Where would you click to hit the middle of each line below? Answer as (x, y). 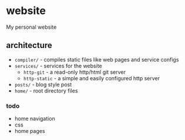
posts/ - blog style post (43, 84)
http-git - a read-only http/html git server (75, 72)
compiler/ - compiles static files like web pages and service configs (97, 59)
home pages (30, 131)
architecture (29, 45)
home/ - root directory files (46, 91)
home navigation (35, 119)
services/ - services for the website (58, 66)
